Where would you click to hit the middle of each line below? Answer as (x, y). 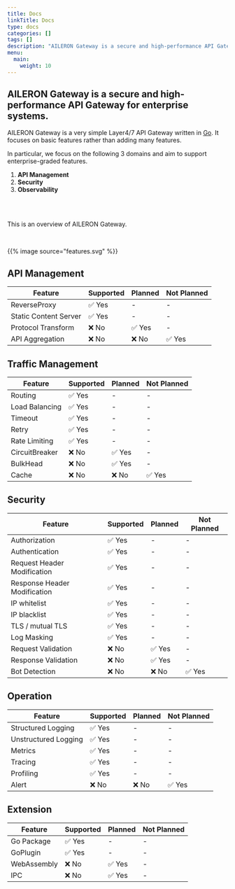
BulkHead (27, 464)
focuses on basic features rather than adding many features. (94, 140)
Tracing (23, 762)
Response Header (40, 583)
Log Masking (32, 637)
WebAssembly (34, 864)
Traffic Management (53, 364)
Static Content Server (46, 316)
